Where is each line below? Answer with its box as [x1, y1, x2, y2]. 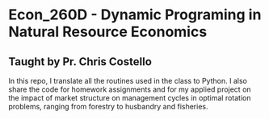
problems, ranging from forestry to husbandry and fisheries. [8, 102, 208, 111]
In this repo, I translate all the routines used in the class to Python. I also [8, 76, 248, 85]
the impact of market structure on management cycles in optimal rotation [8, 93, 251, 102]
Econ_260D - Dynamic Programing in [8, 6, 262, 24]
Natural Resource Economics [8, 23, 208, 41]
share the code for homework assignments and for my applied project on [8, 84, 252, 94]
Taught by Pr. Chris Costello [8, 55, 152, 68]
